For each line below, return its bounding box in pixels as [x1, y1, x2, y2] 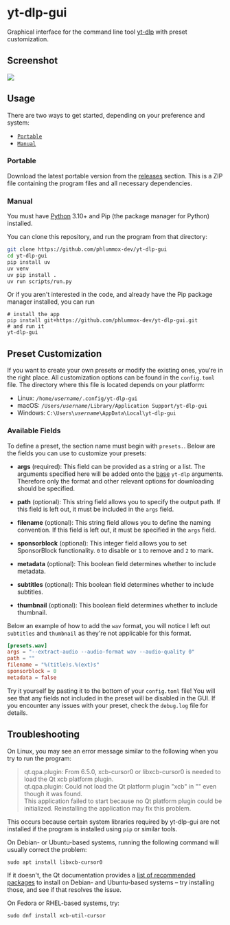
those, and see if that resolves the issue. [7, 885, 122, 893]
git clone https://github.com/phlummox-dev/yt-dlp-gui [7, 246, 168, 253]
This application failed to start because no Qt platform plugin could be [23, 797, 222, 805]
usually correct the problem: [7, 845, 87, 853]
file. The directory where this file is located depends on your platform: [7, 381, 205, 389]
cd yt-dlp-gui [7, 253, 48, 260]
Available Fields [7, 426, 61, 435]
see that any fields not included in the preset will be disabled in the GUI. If [7, 694, 216, 702]
